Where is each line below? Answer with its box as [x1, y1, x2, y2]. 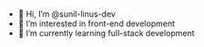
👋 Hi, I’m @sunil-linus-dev [17, 9, 117, 19]
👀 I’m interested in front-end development [17, 18, 176, 29]
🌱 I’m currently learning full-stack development [17, 28, 195, 38]
